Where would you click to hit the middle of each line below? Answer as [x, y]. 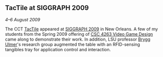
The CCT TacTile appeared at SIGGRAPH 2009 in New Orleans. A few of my [81, 29]
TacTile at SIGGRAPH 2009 [47, 8]
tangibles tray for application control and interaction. [58, 49]
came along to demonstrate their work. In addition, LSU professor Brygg [78, 39]
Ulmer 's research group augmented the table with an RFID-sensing [73, 44]
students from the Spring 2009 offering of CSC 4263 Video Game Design [79, 34]
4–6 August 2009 [23, 19]
